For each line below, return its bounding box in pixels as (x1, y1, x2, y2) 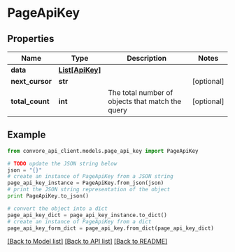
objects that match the (108, 96, 182, 106)
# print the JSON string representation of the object (7, 186, 171, 193)
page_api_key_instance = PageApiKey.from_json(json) (7, 179, 164, 186)
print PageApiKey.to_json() (7, 193, 90, 200)
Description (127, 54, 166, 63)
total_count (10, 96, 50, 106)
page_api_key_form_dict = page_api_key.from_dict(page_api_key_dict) (7, 225, 215, 232)
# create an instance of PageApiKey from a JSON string (7, 173, 173, 180)
